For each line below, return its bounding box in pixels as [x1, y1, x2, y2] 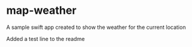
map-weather [6, 4, 77, 17]
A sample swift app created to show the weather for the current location [6, 23, 186, 31]
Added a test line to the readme [6, 35, 85, 42]
